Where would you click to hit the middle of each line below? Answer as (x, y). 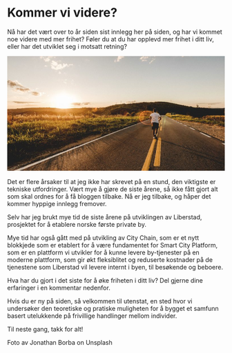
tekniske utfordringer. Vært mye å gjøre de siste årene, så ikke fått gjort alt (113, 189)
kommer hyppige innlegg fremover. (57, 203)
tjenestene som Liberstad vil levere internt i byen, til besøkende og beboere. (115, 267)
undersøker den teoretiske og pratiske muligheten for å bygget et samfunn (113, 308)
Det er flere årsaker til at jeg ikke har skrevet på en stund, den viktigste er (112, 181)
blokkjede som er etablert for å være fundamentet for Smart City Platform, (113, 245)
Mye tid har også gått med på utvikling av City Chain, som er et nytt (103, 238)
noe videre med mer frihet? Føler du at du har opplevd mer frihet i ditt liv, (110, 39)
